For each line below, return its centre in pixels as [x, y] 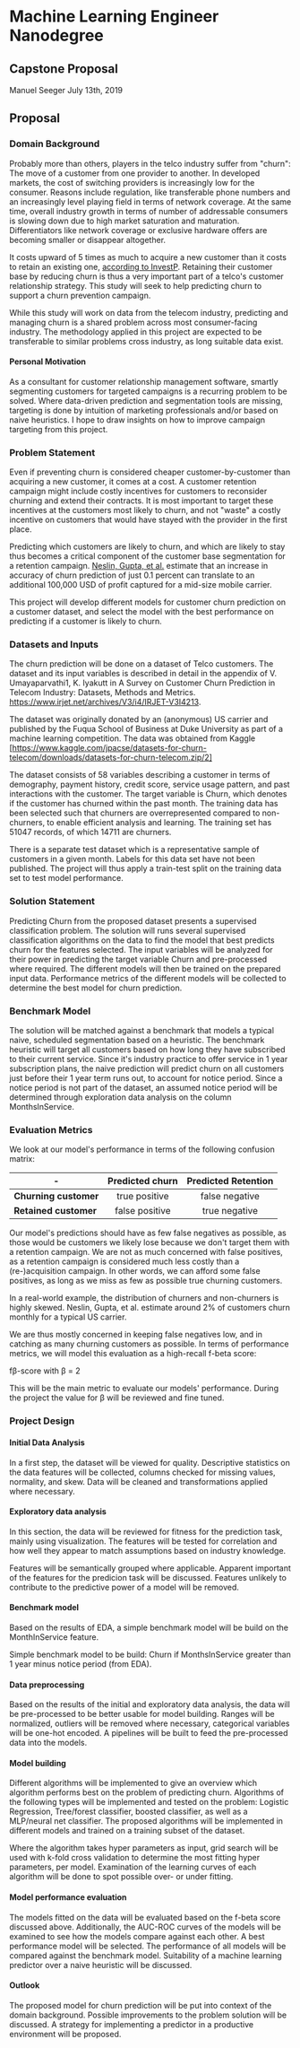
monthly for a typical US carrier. [68, 1317]
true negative [230, 1211]
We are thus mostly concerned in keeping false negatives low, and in [136, 1335]
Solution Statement [52, 902]
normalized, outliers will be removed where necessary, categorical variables [150, 1723]
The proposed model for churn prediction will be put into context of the [141, 2005]
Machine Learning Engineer [114, 17]
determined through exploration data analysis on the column [120, 1097]
